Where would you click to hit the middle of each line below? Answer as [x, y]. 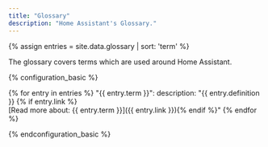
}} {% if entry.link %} [43, 101]
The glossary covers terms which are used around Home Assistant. [120, 62]
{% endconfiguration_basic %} [60, 134]
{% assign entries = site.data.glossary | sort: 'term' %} [99, 46]
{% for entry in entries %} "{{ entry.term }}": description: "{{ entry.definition [134, 92]
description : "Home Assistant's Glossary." [83, 23]
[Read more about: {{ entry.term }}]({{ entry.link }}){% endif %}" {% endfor [132, 110]
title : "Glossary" [39, 16]
